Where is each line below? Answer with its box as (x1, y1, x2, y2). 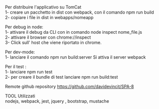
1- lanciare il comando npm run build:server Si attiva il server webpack (5, 54, 146, 60)
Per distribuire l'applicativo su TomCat (5, 4, 82, 10)
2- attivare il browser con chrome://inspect (5, 34, 91, 40)
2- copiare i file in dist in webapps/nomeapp (5, 15, 94, 20)
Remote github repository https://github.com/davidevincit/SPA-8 (5, 84, 134, 89)
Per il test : (5, 64, 27, 69)
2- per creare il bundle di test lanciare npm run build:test (5, 74, 118, 80)
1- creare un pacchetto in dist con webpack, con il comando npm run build (5, 9, 154, 15)
